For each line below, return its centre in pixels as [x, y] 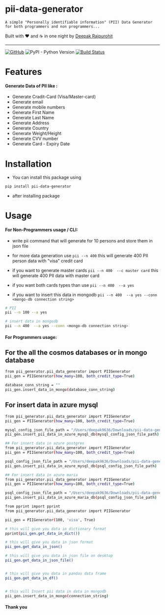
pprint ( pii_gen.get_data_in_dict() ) [42, 533]
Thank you [16, 607]
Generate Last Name [33, 118]
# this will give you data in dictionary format [56, 529]
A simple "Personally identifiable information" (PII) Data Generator [79, 22]
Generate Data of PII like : [31, 86]
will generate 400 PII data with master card [56, 275]
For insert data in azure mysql [52, 405]
